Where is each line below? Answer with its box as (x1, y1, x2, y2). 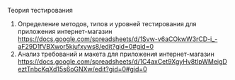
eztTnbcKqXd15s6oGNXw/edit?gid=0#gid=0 (17, 65, 147, 73)
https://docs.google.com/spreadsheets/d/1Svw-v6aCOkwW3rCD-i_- (17, 35, 218, 43)
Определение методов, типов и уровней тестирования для (17, 20, 197, 28)
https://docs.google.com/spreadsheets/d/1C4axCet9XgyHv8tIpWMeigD (17, 57, 228, 66)
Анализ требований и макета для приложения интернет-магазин (17, 50, 214, 58)
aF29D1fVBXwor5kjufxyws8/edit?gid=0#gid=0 (17, 42, 154, 50)
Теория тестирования (7, 6, 73, 14)
